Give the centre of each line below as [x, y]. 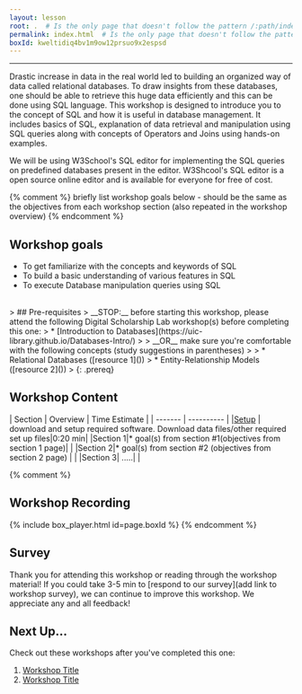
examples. [28, 144]
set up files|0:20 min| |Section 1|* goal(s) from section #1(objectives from [145, 438]
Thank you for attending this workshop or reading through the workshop [143, 575]
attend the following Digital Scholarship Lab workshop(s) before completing [149, 322]
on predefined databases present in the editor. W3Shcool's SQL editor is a [147, 171]
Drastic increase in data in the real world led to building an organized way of [150, 76]
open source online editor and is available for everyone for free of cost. [141, 180]
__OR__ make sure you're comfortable [222, 341]
